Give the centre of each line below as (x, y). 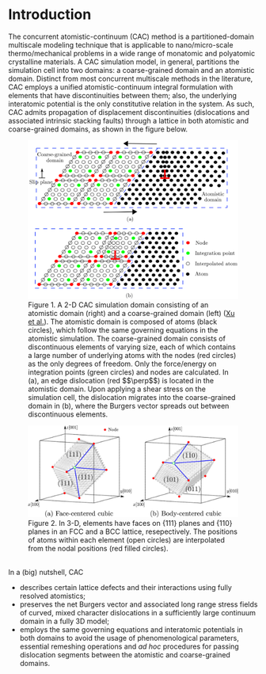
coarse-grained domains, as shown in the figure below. (98, 129)
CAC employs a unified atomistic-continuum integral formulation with (121, 87)
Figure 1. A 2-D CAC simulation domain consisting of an (118, 305)
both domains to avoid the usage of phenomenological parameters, (129, 638)
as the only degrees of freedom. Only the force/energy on (122, 364)
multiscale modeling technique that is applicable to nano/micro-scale (121, 44)
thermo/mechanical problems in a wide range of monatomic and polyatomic (132, 53)
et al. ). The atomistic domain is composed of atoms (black (123, 322)
